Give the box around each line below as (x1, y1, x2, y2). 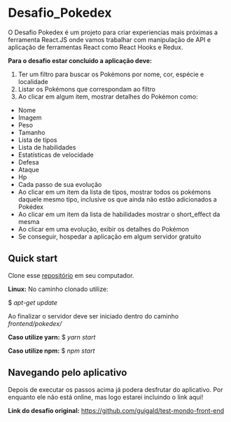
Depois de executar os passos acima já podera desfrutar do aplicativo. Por (8, 385, 223, 393)
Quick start (8, 253, 58, 265)
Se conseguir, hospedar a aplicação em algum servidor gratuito (17, 232, 202, 241)
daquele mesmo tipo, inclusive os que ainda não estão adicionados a (17, 195, 218, 204)
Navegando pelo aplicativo (8, 367, 127, 379)
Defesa (17, 157, 39, 166)
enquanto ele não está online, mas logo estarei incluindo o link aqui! (8, 393, 204, 401)
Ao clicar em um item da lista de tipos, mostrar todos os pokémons (17, 188, 211, 196)
